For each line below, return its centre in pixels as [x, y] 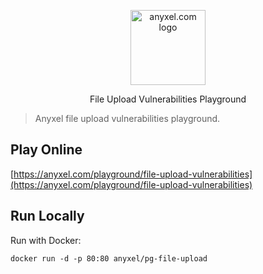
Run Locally [47, 216]
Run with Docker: [46, 240]
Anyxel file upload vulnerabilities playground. [127, 118]
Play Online [46, 150]
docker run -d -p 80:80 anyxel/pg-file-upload [109, 258]
